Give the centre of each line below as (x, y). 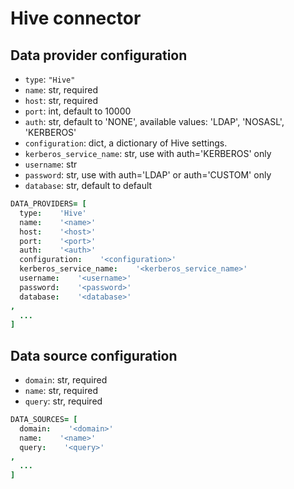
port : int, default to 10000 (78, 111)
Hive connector (76, 18)
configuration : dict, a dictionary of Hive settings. (126, 143)
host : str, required (61, 100)
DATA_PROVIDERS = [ (48, 204)
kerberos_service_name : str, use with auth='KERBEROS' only (148, 153)
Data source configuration (94, 355)
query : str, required (63, 401)
